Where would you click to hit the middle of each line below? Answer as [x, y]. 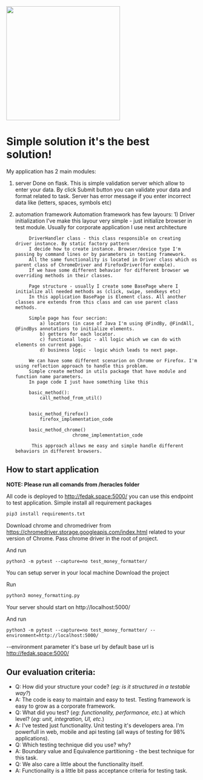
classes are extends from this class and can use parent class [97, 302]
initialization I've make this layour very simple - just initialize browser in [104, 221]
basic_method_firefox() [59, 414]
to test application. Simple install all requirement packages [79, 502]
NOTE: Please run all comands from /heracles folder [73, 484]
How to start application [52, 470]
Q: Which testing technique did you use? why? [73, 745]
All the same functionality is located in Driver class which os [113, 260]
